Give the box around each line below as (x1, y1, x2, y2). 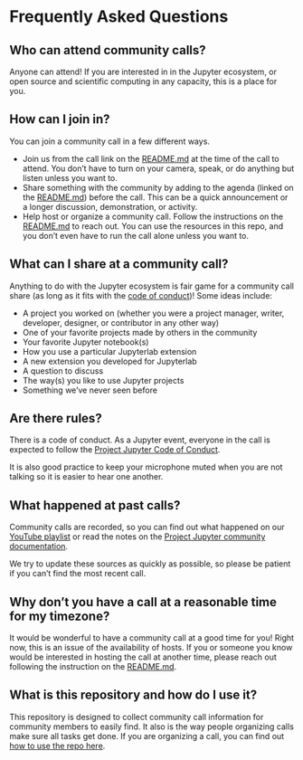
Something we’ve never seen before (22, 385, 158, 395)
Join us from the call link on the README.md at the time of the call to (22, 153, 279, 164)
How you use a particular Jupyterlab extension (22, 346, 197, 356)
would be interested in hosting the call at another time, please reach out (9, 651, 278, 662)
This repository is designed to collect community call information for (9, 711, 264, 722)
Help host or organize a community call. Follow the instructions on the (22, 211, 283, 222)
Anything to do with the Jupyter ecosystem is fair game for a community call (9, 280, 295, 291)
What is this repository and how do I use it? (9, 688, 258, 703)
